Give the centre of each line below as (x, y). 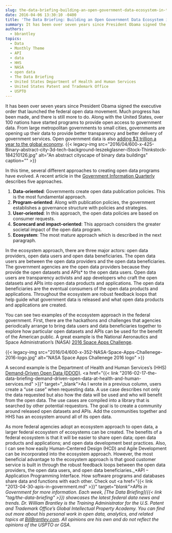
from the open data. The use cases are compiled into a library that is (77, 400)
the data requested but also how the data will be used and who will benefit (84, 395)
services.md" (19, 384)
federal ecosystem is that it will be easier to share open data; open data (81, 437)
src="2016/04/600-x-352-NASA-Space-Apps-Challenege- (100, 352)
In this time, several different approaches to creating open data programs (82, 170)
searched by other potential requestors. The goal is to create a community (84, 406)
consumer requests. (34, 218)
